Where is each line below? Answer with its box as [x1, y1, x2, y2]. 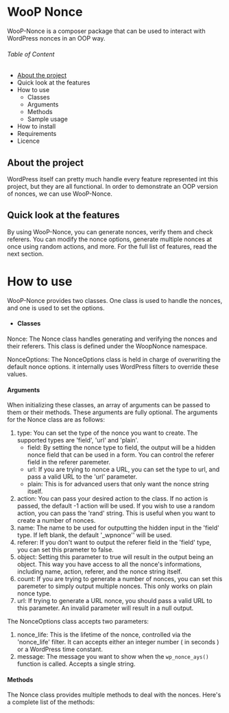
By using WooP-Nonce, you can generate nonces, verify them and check [7, 227, 214, 236]
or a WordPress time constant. [16, 645, 103, 653]
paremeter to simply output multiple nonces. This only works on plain [16, 582, 213, 591]
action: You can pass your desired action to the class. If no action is [16, 495, 208, 503]
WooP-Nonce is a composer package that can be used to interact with [7, 27, 206, 35]
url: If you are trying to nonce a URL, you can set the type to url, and [27, 465, 220, 474]
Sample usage [27, 115, 69, 124]
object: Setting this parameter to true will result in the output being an [16, 553, 214, 561]
